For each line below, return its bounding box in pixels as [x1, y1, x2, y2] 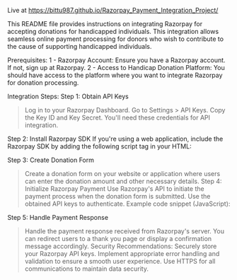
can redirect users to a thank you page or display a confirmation [24, 235, 212, 243]
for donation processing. [7, 78, 79, 87]
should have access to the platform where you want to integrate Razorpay [7, 71, 223, 79]
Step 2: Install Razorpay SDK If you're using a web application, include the [7, 134, 224, 143]
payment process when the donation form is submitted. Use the [24, 192, 211, 200]
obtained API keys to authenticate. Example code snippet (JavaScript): [24, 199, 231, 208]
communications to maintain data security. [24, 264, 149, 273]
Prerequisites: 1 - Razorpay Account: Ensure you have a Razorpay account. [7, 56, 226, 64]
